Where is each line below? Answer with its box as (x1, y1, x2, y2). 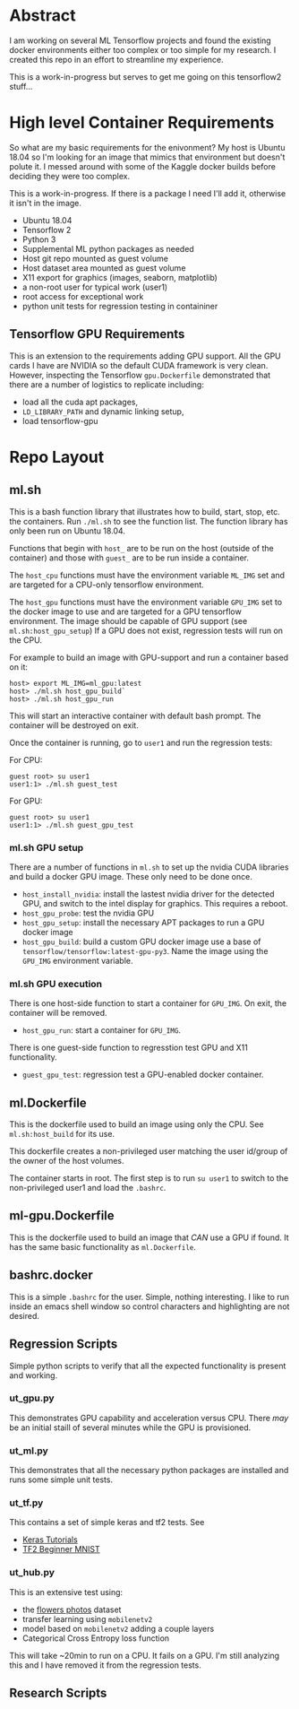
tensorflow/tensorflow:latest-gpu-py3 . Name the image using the (21, 945, 269, 956)
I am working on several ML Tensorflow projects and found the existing (9, 35, 271, 46)
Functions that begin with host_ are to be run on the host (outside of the (9, 542, 275, 553)
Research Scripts (9, 1686, 107, 1701)
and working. (9, 1369, 58, 1381)
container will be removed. (9, 1008, 107, 1019)
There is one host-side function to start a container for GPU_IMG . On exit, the (9, 998, 287, 1009)
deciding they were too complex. (9, 170, 131, 181)
